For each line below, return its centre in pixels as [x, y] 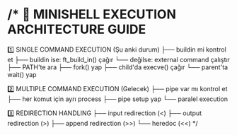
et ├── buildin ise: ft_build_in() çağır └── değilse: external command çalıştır [118, 59]
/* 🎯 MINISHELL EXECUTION [92, 14]
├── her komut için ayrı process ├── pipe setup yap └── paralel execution [118, 99]
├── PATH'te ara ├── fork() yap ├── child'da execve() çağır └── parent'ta [118, 67]
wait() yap [22, 74]
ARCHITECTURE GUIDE [77, 29]
